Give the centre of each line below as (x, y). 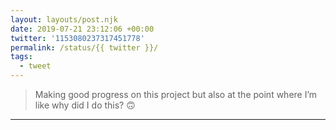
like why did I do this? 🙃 (85, 105)
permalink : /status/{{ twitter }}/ (84, 47)
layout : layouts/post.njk (64, 19)
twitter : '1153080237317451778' (77, 38)
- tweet (35, 66)
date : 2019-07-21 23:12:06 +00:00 (82, 29)
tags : (21, 57)
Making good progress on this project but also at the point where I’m (176, 94)
